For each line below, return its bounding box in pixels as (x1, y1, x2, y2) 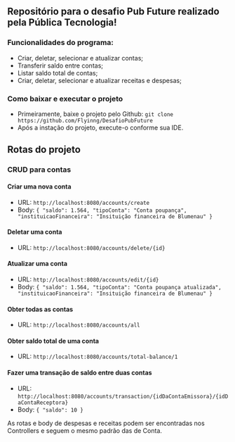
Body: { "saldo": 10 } (17, 405, 84, 414)
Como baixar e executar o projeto (7, 94, 123, 103)
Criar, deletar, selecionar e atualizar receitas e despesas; (17, 76, 182, 84)
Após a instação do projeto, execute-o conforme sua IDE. (17, 123, 184, 132)
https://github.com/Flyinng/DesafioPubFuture (17, 117, 153, 124)
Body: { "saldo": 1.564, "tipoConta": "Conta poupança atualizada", (17, 282, 222, 291)
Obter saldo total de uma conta (7, 336, 100, 345)
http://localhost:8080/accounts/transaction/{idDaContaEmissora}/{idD (17, 393, 229, 400)
